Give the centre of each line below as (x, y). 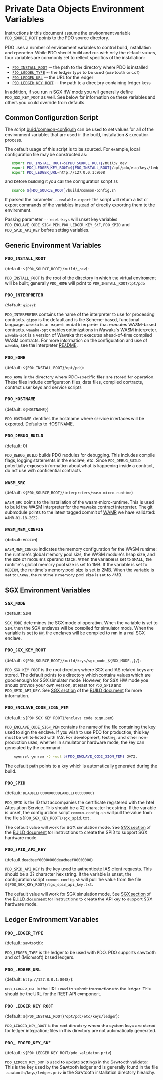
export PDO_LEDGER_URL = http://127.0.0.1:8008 (58, 172)
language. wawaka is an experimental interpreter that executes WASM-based (81, 325)
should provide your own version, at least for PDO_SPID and (63, 685)
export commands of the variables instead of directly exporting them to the (80, 205)
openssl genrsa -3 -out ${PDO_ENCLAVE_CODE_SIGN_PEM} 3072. (76, 756)
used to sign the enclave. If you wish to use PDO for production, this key (77, 732)
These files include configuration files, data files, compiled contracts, (74, 382)
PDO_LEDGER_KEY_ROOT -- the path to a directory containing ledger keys (81, 82)
